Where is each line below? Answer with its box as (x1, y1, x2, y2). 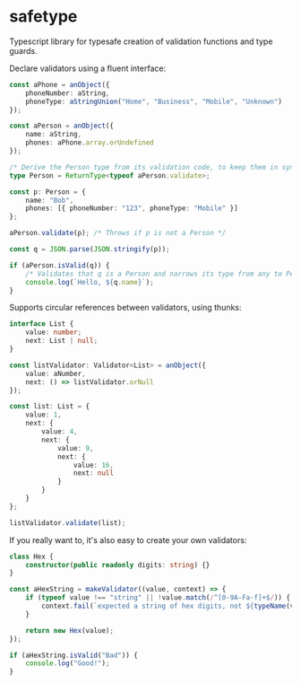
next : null (73, 469, 115, 478)
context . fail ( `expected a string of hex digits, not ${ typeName (41, 601, 287, 611)
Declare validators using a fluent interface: (9, 63, 167, 74)
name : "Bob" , (25, 196, 74, 205)
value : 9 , (56, 443, 94, 452)
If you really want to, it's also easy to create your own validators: (9, 534, 247, 545)
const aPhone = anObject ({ (9, 80, 110, 89)
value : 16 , (73, 460, 115, 469)
